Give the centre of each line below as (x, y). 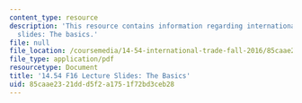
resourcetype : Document (54, 68)
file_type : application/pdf (62, 59)
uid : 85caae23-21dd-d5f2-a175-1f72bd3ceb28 (92, 84)
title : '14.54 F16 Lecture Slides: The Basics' (100, 76)
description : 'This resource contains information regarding (126, 26)
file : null (30, 43)
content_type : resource (54, 17)
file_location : (38, 51)
